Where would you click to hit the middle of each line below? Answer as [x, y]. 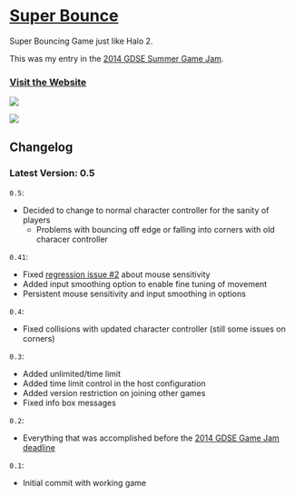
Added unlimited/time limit [71, 373]
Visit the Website [48, 82]
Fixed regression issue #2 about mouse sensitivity [116, 274]
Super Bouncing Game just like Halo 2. [81, 41]
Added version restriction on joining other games [114, 393]
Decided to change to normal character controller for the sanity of [146, 210]
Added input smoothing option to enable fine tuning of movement [145, 283]
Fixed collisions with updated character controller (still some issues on [154, 329]
